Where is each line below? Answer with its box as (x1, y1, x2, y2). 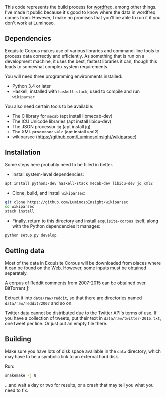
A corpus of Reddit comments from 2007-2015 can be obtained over (5, 280, 146, 286)
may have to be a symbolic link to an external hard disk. (5, 353, 120, 359)
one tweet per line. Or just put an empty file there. (5, 320, 108, 326)
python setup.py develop (5, 233, 57, 238)
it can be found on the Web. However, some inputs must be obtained (5, 265, 146, 271)
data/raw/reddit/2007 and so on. (5, 300, 73, 306)
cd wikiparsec (5, 204, 35, 209)
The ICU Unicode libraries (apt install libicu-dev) (12, 118, 112, 124)
